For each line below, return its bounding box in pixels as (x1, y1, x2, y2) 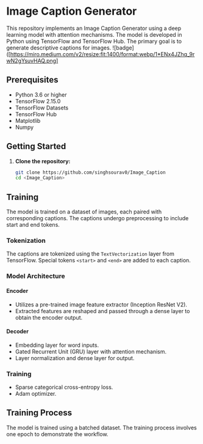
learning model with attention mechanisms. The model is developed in (6, 31, 182, 38)
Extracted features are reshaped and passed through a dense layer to (15, 307, 190, 314)
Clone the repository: (15, 157, 71, 165)
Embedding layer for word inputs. (15, 341, 99, 349)
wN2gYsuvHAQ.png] (6, 57, 59, 64)
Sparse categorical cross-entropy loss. (15, 383, 113, 391)
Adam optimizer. (15, 390, 57, 398)
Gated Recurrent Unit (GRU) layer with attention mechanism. (15, 347, 167, 355)
